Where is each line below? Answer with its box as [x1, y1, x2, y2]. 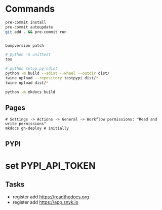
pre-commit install [5, 20, 47, 25]
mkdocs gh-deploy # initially [5, 126, 69, 131]
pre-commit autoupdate [5, 24, 53, 29]
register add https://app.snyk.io [12, 199, 78, 205]
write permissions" [5, 122, 47, 127]
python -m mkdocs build [5, 89, 56, 95]
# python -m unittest [5, 52, 51, 57]
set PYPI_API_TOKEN [5, 160, 96, 171]
